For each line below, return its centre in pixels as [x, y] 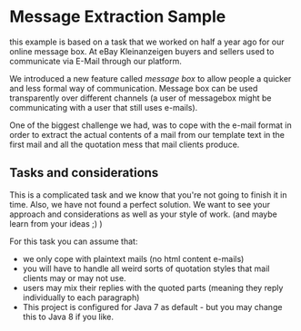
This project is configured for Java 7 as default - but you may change [152, 307]
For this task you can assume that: [74, 241]
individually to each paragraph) [81, 297]
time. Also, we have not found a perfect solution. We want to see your [140, 204]
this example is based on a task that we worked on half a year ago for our [147, 42]
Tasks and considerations [84, 173]
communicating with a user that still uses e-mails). [104, 107]
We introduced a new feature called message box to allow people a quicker [150, 78]
